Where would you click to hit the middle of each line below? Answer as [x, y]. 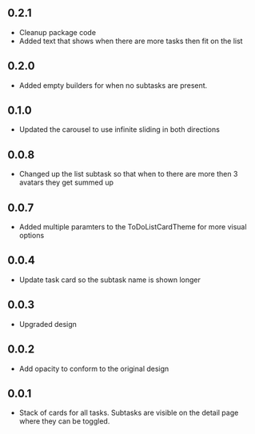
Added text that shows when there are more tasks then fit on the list [131, 41]
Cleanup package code [58, 32]
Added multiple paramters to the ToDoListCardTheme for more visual [133, 227]
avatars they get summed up [66, 182]
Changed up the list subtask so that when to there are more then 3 [128, 174]
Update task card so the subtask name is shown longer [110, 280]
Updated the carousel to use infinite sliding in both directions [120, 129]
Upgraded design [48, 324]
